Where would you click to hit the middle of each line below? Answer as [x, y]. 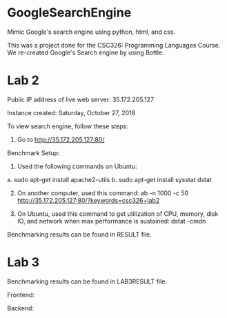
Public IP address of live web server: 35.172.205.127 [80, 99]
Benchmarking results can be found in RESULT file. [79, 234]
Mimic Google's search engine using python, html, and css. [91, 32]
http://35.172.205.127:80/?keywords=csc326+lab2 [88, 200]
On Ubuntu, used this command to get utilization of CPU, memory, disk [118, 213]
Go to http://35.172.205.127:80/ [61, 139]
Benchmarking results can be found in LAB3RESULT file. [87, 281]
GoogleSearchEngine [69, 13]
